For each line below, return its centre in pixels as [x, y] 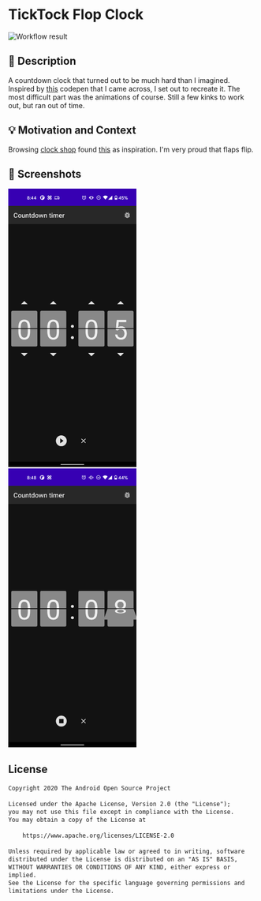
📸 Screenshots [45, 174]
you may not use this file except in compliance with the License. [121, 812]
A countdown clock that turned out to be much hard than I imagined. [119, 80]
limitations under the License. [61, 891]
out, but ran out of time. [47, 105]
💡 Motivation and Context [72, 131]
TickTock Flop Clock [76, 15]
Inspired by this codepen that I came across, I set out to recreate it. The [124, 88]
